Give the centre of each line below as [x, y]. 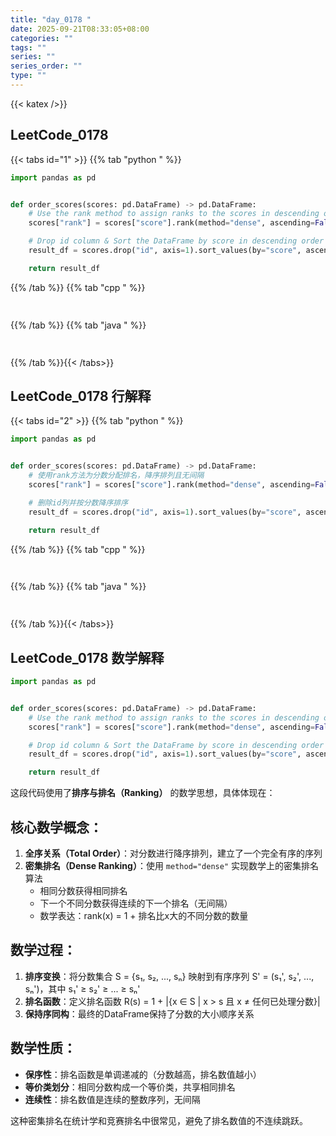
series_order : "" [46, 66]
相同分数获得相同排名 [83, 890]
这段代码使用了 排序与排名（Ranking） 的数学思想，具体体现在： [143, 793]
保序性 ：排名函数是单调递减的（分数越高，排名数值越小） [143, 1074]
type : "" [28, 76]
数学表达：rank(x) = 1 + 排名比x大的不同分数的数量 [144, 915]
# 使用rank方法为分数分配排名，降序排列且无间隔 [116, 476]
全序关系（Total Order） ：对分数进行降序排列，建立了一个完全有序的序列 [173, 853]
